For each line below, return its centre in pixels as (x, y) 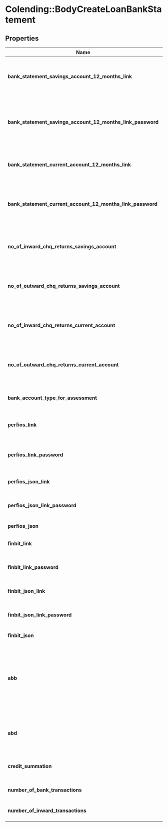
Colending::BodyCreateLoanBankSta (83, 9)
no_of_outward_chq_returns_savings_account (64, 286)
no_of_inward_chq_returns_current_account (61, 325)
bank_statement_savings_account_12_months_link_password (83, 122)
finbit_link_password (33, 567)
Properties (22, 38)
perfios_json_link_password (42, 505)
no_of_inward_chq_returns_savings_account (62, 246)
